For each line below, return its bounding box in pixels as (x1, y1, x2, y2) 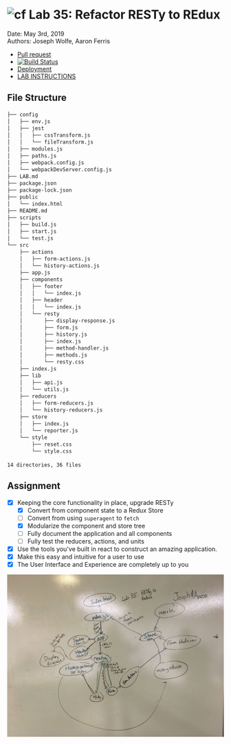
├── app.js (19, 269, 51, 276)
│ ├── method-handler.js (19, 344, 109, 352)
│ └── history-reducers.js (19, 406, 103, 414)
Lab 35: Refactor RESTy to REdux (28, 7, 221, 23)
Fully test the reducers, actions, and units (27, 537, 144, 545)
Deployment (16, 65, 52, 73)
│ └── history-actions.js (19, 262, 100, 269)
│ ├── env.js (7, 117, 51, 125)
